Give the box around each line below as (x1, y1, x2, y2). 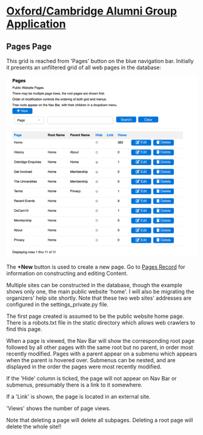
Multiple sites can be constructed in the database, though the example (6, 281, 183, 289)
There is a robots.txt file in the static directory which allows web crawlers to (6, 319, 196, 326)
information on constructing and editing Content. (6, 269, 128, 277)
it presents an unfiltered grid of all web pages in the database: (6, 64, 162, 71)
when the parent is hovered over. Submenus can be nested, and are (6, 356, 176, 363)
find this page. (6, 325, 42, 332)
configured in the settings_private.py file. (6, 300, 109, 308)
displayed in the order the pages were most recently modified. (6, 363, 162, 370)
